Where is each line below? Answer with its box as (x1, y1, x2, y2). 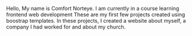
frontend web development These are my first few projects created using (6, 11, 185, 18)
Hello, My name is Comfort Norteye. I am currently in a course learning (6, 5, 180, 12)
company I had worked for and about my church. (6, 23, 126, 30)
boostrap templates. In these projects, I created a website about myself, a (6, 17, 186, 24)
